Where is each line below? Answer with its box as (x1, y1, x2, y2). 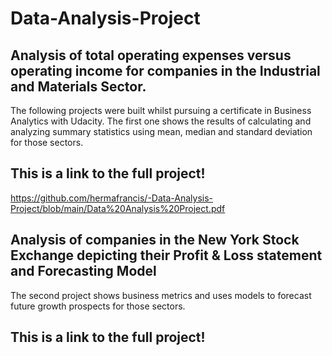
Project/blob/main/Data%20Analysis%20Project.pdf (10, 202, 226, 214)
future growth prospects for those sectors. (10, 300, 186, 312)
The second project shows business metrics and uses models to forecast (10, 289, 312, 301)
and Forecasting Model (10, 263, 157, 280)
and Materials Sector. (10, 78, 147, 95)
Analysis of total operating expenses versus (10, 47, 292, 64)
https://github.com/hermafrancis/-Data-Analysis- (10, 192, 214, 204)
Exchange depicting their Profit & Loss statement (10, 247, 323, 264)
